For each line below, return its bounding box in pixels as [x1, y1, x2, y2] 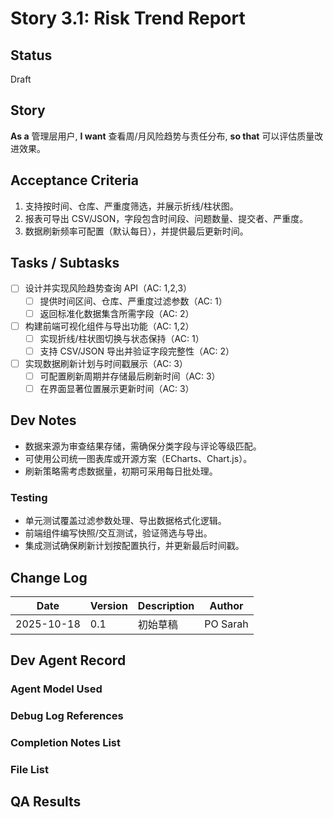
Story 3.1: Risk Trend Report [10, 7, 246, 30]
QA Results [10, 793, 82, 811]
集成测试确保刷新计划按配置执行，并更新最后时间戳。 [24, 540, 245, 552]
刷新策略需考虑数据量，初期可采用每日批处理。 [24, 465, 218, 477]
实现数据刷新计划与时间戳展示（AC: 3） [24, 357, 188, 369]
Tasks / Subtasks [10, 255, 120, 272]
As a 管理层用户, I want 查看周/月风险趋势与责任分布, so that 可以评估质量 [10, 130, 315, 142]
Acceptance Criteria [10, 172, 139, 189]
